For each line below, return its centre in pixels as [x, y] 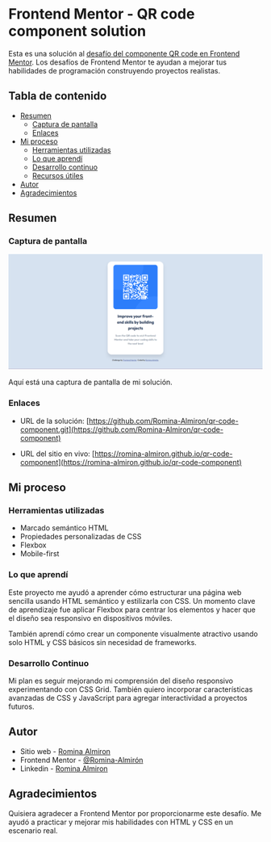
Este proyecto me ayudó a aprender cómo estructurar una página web [125, 592]
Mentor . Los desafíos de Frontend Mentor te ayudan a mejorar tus [118, 62]
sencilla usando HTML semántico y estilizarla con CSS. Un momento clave [132, 601]
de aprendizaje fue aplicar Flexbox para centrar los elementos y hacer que [132, 610]
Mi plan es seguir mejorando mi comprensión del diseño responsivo [121, 681]
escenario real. [33, 830]
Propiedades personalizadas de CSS [81, 537]
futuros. [21, 706]
